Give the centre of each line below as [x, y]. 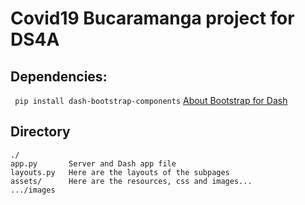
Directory [40, 132]
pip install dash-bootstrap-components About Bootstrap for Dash [151, 100]
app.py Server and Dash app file [93, 163]
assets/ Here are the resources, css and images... [131, 181]
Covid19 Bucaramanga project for [152, 18]
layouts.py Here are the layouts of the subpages [120, 172]
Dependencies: [59, 76]
